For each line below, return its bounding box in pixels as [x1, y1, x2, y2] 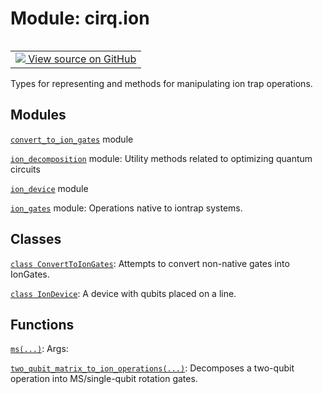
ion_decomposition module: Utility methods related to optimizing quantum [10, 152, 313, 164]
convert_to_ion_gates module [10, 133, 134, 145]
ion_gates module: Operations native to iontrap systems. [10, 202, 243, 214]
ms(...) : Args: [10, 343, 69, 355]
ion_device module [10, 182, 89, 194]
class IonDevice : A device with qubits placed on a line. [10, 287, 237, 299]
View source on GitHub [28, 52, 137, 66]
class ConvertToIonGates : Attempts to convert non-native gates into [10, 257, 290, 269]
